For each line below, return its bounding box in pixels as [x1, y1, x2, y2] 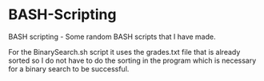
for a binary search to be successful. [8, 64, 130, 73]
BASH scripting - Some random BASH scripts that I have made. [8, 32, 216, 41]
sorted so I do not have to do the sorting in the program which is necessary [8, 56, 257, 65]
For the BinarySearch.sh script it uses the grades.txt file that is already [8, 47, 241, 56]
